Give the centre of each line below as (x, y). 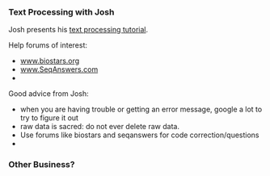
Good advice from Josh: (49, 94)
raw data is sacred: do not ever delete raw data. (100, 127)
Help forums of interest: (48, 45)
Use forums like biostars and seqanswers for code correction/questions (139, 135)
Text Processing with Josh (61, 12)
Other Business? (42, 165)
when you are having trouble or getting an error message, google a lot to (141, 109)
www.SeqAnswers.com (59, 69)
